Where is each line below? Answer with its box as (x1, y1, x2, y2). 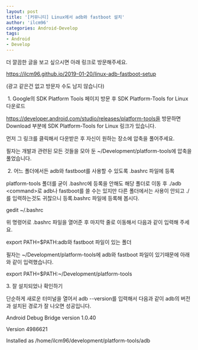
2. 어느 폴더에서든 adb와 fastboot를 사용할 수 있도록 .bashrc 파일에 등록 (7, 167, 175, 174)
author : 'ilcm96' (6, 19, 49, 25)
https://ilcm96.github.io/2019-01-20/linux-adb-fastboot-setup (6, 70, 157, 77)
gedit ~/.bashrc (6, 206, 44, 213)
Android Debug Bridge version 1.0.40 (6, 314, 96, 321)
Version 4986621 (6, 325, 48, 332)
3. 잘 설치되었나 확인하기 (6, 282, 63, 289)
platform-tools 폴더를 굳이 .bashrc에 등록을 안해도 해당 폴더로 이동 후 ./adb (6, 179, 181, 187)
